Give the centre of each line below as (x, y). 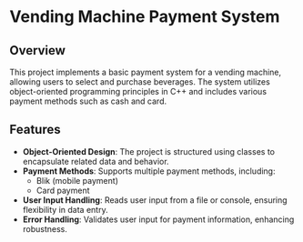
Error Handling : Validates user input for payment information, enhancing (158, 219)
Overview (38, 50)
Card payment (63, 190)
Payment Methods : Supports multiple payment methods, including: (149, 171)
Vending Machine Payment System (145, 17)
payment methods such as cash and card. (88, 101)
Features (35, 130)
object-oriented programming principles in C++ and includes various (138, 91)
